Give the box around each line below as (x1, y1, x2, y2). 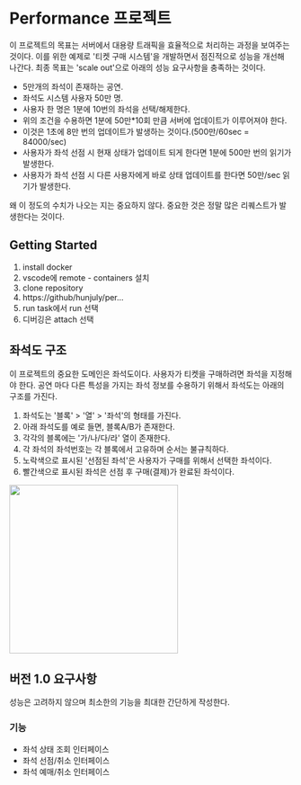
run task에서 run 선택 (22, 302, 99, 313)
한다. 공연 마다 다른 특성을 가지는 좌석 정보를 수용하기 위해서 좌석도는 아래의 (18, 379, 285, 390)
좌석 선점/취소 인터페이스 (22, 754, 111, 765)
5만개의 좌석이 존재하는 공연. (22, 81, 124, 92)
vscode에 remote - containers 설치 (22, 272, 150, 283)
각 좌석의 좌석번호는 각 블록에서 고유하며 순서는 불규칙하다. (22, 443, 229, 454)
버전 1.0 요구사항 (9, 671, 97, 686)
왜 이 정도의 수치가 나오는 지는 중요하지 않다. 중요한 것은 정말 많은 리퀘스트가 (9, 200, 278, 210)
